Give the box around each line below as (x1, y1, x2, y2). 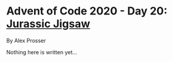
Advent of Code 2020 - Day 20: (6, 4, 168, 18)
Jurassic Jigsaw (6, 17, 90, 31)
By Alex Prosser (6, 37, 47, 44)
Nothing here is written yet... (6, 48, 78, 55)
